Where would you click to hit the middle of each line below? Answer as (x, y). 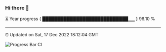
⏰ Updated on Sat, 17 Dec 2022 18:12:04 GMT (52, 35)
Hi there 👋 (17, 8)
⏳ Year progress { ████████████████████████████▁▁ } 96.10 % (80, 19)
